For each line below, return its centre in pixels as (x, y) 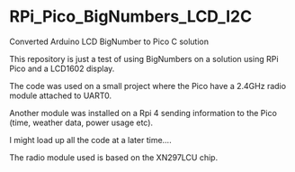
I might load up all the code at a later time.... (91, 140)
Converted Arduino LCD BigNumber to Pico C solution (109, 41)
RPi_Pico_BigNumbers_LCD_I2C (131, 17)
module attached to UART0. (61, 95)
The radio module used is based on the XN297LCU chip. (114, 157)
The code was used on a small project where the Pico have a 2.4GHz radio (147, 86)
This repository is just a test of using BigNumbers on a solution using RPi (144, 59)
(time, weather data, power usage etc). (81, 122)
